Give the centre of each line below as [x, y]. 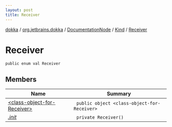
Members [21, 79]
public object [94, 103]
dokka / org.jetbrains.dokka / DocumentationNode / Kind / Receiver [76, 29]
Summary [119, 94]
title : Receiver [23, 15]
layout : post [19, 10]
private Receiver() [100, 118]
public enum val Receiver [33, 64]
